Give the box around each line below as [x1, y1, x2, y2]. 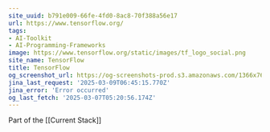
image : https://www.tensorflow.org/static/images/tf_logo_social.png [8, 49, 247, 57]
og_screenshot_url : [8, 71, 74, 79]
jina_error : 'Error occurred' [8, 86, 110, 94]
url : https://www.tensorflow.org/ [8, 19, 125, 27]
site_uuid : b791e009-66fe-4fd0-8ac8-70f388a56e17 [8, 11, 178, 20]
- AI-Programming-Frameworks [8, 42, 106, 50]
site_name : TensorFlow [8, 57, 84, 65]
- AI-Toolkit [8, 34, 52, 42]
